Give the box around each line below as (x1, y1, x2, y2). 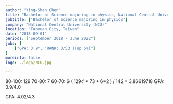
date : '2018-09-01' (5, 31, 47, 36)
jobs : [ (5, 41, 22, 46)
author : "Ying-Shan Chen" (5, 7, 61, 13)
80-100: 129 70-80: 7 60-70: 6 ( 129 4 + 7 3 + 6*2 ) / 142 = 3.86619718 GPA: (5, 78, 165, 85)
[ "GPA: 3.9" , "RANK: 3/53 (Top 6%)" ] (14, 46, 96, 51)
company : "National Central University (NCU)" (5, 22, 107, 27)
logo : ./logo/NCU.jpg (5, 60, 52, 65)
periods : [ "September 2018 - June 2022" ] (5, 36, 96, 41)
